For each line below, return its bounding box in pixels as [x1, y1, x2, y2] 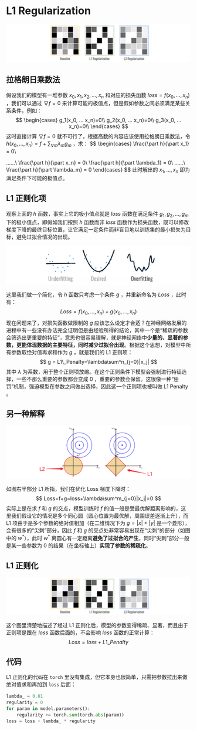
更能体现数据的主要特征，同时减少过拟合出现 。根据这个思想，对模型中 [16, 341, 186, 348]
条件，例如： [11, 107, 42, 114]
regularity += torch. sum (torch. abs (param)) [16, 712, 125, 718]
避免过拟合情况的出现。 [16, 233, 73, 240]
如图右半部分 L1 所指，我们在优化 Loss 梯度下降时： [6, 485, 131, 493]
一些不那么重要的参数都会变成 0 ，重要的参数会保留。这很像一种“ [16, 375, 174, 383]
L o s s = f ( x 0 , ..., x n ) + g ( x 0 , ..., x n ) [60, 307, 137, 316]
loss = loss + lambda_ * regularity [6, 718, 96, 724]
